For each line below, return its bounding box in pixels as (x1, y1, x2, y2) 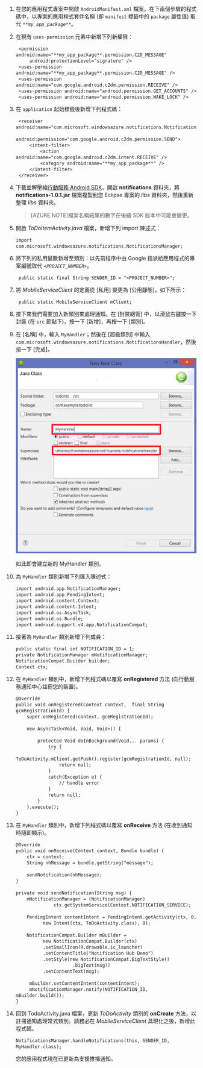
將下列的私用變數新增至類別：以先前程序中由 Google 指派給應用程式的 (15, 255, 190, 262)
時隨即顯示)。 (15, 829, 50, 836)
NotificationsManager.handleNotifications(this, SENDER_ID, (15, 1037, 170, 1044)
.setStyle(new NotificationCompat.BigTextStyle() (42, 956, 170, 963)
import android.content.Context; (15, 597, 100, 604)
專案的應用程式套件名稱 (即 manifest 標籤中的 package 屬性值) (36, 13, 189, 20)
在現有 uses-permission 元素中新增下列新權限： (15, 33, 134, 40)
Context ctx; (15, 664, 49, 670)
